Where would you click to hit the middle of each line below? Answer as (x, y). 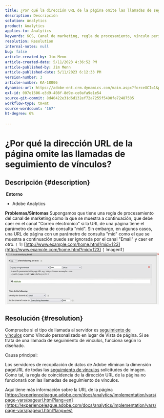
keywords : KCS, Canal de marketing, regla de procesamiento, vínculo (77, 36)
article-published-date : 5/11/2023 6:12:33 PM (53, 72)
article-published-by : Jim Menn (38, 67)
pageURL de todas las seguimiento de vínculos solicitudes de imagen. (75, 370)
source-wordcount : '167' (30, 108)
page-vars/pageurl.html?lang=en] (39, 400)
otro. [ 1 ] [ (15, 244)
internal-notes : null (27, 46)
